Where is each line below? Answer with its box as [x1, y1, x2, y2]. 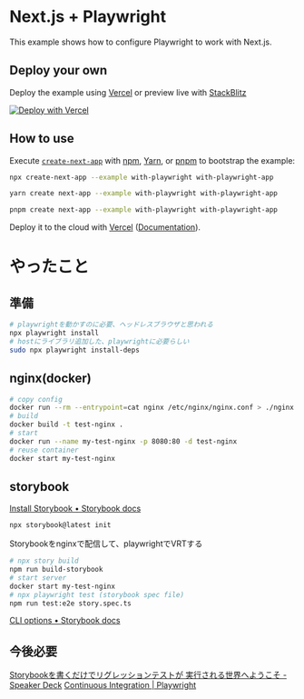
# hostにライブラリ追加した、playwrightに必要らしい [9, 336, 190, 346]
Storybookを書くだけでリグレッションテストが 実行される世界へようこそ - [9, 670, 288, 681]
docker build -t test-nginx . [9, 420, 124, 429]
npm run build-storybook [9, 565, 103, 574]
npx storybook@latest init [9, 521, 112, 530]
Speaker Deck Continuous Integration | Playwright [9, 680, 197, 691]
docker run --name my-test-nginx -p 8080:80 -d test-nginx [9, 436, 238, 446]
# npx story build [9, 556, 79, 565]
